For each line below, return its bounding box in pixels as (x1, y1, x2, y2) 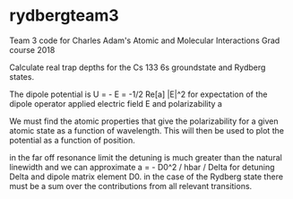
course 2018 (9, 44, 56, 55)
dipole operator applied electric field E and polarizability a (9, 98, 222, 108)
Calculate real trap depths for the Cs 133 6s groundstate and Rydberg (9, 62, 266, 73)
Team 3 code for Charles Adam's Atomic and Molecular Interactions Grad (9, 35, 280, 46)
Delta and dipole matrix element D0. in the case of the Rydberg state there (9, 171, 284, 182)
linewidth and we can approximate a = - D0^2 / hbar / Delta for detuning (9, 161, 275, 172)
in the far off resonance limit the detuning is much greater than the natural (9, 151, 282, 162)
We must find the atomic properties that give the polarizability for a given (9, 116, 279, 126)
